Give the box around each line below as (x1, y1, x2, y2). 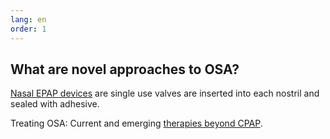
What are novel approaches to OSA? (10, 61, 240, 78)
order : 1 (10, 24, 47, 34)
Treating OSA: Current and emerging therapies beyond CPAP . (10, 117, 263, 130)
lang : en (10, 14, 47, 25)
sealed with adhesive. (10, 98, 100, 110)
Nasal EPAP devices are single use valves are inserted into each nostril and (10, 87, 320, 100)
